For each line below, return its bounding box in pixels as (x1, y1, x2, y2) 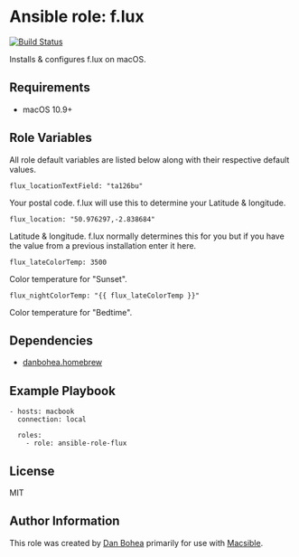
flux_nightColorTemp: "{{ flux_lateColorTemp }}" (9, 291, 201, 300)
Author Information (9, 514, 120, 529)
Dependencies (9, 333, 93, 348)
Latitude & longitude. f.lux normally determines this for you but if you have (9, 231, 285, 241)
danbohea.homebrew (22, 357, 103, 368)
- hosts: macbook (9, 407, 75, 417)
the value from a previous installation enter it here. (9, 240, 197, 250)
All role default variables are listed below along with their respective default (9, 154, 290, 165)
